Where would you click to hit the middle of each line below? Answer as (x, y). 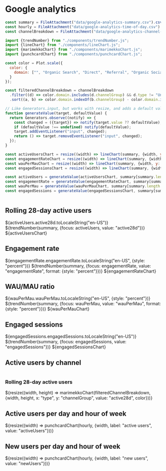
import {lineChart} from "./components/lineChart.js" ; (63, 45)
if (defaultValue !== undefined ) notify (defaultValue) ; (73, 127)
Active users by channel (43, 362)
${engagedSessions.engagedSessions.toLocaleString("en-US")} (71, 336)
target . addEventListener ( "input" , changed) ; (61, 132)
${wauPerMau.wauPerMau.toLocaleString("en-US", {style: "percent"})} (78, 298)
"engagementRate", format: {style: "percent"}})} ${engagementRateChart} (81, 271)
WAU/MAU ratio (30, 286)
